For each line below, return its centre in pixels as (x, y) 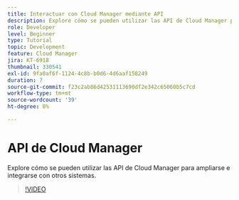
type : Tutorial (30, 41)
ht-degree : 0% (28, 107)
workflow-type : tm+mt (39, 93)
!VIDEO (35, 189)
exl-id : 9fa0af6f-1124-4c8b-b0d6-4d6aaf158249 (78, 73)
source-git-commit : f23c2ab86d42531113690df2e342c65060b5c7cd (101, 87)
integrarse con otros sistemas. (52, 175)
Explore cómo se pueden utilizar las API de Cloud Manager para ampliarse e (119, 167)
